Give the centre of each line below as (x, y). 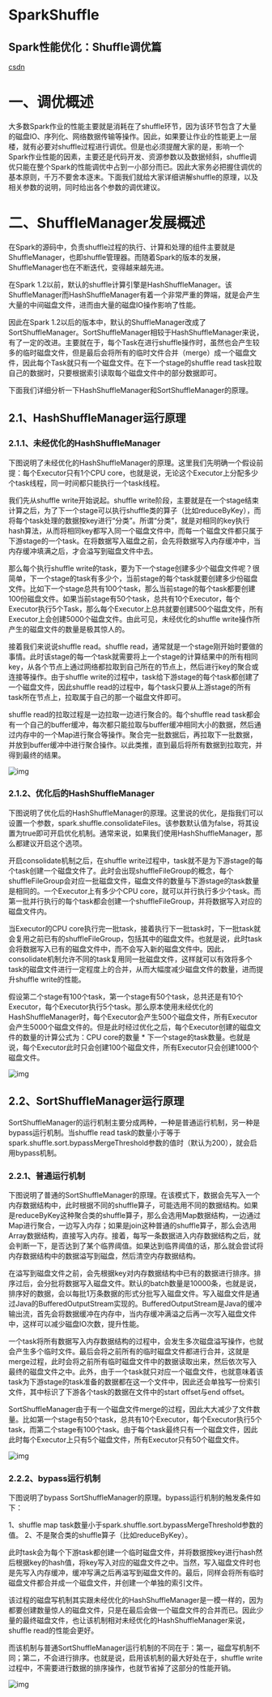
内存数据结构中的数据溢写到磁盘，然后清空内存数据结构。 (104, 1255)
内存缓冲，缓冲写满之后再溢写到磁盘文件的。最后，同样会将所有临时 (150, 1573)
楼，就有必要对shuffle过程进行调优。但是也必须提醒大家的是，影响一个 (126, 146)
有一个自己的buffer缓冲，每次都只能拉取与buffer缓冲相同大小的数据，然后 (132, 724)
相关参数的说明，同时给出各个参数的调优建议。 (86, 187)
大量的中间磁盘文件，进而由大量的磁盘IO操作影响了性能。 (104, 304)
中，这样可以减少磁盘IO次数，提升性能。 (76, 1323)
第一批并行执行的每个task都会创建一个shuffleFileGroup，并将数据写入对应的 (135, 901)
